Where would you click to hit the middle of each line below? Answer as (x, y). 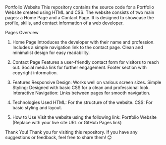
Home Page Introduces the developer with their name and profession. (83, 42)
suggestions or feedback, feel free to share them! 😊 (59, 137)
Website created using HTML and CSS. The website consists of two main (80, 12)
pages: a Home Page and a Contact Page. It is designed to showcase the (80, 18)
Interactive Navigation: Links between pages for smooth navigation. (81, 93)
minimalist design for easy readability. (51, 52)
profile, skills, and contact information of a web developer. (64, 23)
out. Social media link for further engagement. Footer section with (80, 67)
